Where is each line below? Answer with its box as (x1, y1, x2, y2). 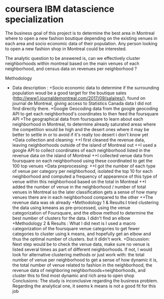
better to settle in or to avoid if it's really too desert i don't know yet (12, 132, 148, 137)
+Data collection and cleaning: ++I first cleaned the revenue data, (12, 136, 145, 143)
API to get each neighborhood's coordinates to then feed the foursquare (12, 110, 159, 116)
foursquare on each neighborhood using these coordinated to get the (12, 158, 153, 163)
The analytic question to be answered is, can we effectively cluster (5, 55, 140, 61)
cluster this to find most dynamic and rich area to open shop (12, 272, 135, 278)
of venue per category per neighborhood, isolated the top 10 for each (12, 168, 153, 174)
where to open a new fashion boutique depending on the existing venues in (5, 35, 158, 41)
